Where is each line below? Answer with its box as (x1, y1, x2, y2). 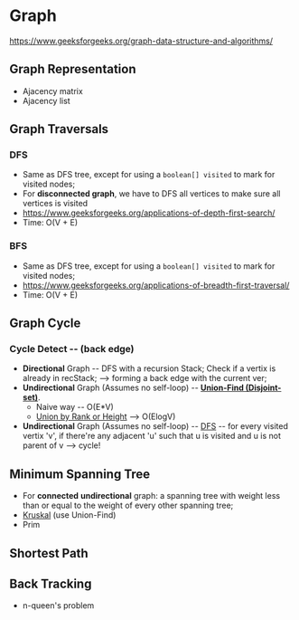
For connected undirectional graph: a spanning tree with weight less (22, 491, 281, 501)
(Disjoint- (245, 382, 282, 394)
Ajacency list (22, 95, 70, 106)
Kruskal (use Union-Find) (22, 510, 117, 520)
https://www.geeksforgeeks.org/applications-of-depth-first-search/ (22, 207, 276, 218)
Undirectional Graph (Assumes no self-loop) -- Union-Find (22, 382, 244, 394)
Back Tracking (9, 577, 92, 592)
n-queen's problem (22, 600, 95, 611)
